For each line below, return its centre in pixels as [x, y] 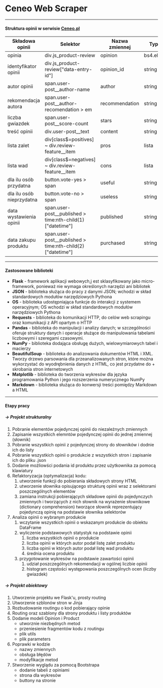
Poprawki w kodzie [31, 644]
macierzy [21, 348]
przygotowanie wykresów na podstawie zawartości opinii [77, 558]
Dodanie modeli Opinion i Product [46, 618]
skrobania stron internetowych [43, 369]
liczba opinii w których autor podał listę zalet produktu [81, 543]
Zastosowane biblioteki [29, 270]
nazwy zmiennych [37, 649]
